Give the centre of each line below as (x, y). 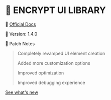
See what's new (22, 92)
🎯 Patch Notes (20, 43)
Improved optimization (41, 73)
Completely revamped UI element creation (61, 53)
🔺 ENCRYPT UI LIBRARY (56, 10)
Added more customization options (54, 63)
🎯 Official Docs (21, 24)
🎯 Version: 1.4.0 (21, 34)
